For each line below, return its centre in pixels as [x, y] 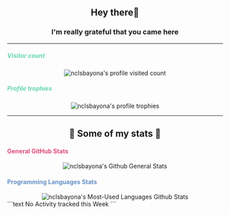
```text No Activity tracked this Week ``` [62, 204]
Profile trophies [30, 89]
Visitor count [26, 56]
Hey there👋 [115, 13]
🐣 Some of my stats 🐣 [115, 134]
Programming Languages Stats [52, 182]
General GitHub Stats [38, 151]
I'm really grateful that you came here [115, 32]
